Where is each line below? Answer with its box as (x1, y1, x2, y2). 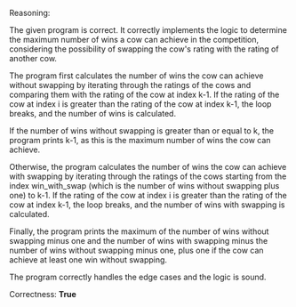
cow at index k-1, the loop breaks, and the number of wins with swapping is (9, 199, 285, 210)
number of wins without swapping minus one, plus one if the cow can (9, 245, 264, 255)
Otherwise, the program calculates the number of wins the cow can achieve (9, 162, 287, 172)
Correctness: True (9, 289, 77, 299)
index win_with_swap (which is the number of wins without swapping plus (9, 181, 280, 190)
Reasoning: (9, 8, 51, 18)
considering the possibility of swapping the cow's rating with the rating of (9, 44, 279, 54)
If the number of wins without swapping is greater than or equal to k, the (9, 125, 274, 136)
